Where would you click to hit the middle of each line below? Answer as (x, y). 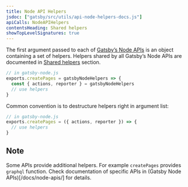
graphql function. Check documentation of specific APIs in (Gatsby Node (94, 171)
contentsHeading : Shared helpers (47, 28)
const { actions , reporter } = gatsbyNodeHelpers (73, 84)
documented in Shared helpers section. (53, 63)
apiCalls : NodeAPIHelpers (37, 22)
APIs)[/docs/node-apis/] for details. (49, 177)
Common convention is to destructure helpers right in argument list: (88, 106)
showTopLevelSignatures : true (43, 33)
